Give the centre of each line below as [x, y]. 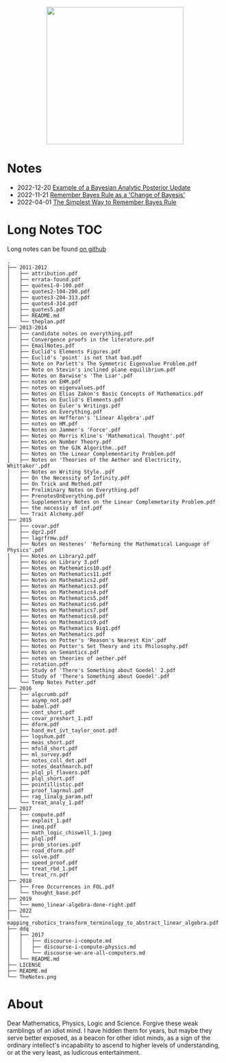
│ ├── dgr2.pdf [32, 532]
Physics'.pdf [26, 550]
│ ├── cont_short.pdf [41, 712]
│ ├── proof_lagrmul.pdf [46, 790]
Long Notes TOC [55, 230]
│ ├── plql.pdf [32, 838]
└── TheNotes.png [32, 977]
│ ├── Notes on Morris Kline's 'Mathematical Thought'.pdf [96, 436]
